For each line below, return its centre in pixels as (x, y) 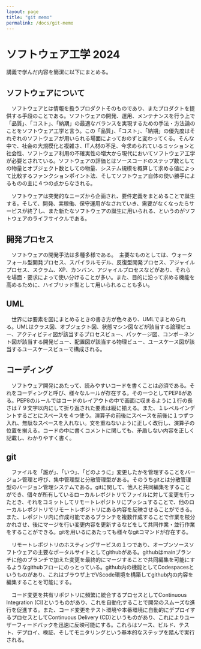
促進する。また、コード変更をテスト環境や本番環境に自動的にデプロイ (103, 610)
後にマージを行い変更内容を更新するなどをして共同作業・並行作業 (114, 524)
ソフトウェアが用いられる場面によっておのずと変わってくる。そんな (111, 138)
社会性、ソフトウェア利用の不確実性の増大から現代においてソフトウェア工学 (101, 153)
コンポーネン (179, 334)
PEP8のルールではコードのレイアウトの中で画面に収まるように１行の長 (105, 400)
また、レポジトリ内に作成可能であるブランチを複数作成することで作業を (95, 517)
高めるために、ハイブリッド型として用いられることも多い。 (79, 285)
